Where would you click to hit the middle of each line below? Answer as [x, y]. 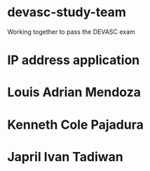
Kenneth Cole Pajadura [75, 125]
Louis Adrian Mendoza [74, 93]
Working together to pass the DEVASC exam [71, 32]
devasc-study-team [67, 12]
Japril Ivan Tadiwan [66, 157]
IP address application [74, 60]
